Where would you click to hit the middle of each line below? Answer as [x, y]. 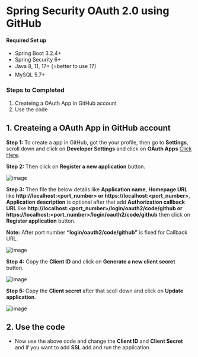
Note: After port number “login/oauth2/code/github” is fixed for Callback [97, 232]
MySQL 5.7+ [30, 75]
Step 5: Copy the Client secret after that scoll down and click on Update [95, 291]
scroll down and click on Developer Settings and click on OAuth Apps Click [99, 149]
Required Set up [26, 40]
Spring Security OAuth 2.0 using [88, 11]
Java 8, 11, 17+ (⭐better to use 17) [55, 66]
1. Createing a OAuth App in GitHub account [88, 128]
